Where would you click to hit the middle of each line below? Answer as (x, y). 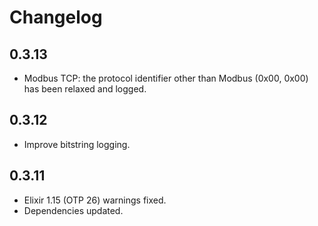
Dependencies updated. (73, 210)
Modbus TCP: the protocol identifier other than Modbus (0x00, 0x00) (166, 78)
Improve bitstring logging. (77, 144)
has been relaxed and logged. (85, 89)
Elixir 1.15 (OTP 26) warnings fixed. (95, 200)
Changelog (56, 17)
